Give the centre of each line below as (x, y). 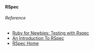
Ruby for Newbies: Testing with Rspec (50, 33)
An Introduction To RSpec (38, 38)
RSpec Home (25, 43)
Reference (15, 18)
